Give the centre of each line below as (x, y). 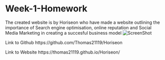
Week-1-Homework (46, 9)
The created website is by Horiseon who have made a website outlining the (82, 22)
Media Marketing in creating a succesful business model (63, 33)
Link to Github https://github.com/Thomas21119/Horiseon (64, 42)
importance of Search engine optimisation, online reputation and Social (78, 27)
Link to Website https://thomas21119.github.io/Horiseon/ (62, 52)
